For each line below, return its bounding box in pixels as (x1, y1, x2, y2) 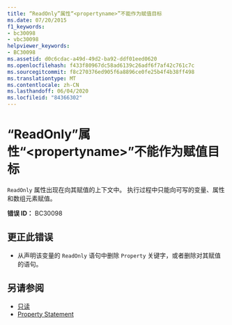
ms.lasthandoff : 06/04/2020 (7, 88, 89, 95)
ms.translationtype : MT (7, 74, 77, 82)
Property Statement (17, 310, 75, 318)
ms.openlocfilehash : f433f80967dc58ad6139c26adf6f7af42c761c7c (7, 62, 195, 69)
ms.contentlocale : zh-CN (7, 81, 79, 88)
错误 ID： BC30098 (7, 209, 63, 217)
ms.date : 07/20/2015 (7, 17, 68, 24)
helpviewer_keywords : (7, 42, 70, 49)
